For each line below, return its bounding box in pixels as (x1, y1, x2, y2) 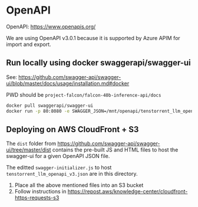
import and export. (6, 41, 51, 48)
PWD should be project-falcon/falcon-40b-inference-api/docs (6, 91, 161, 98)
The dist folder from (6, 140, 57, 147)
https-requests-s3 (14, 194, 60, 201)
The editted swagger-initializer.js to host (6, 164, 112, 171)
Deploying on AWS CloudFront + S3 (6, 124, 139, 134)
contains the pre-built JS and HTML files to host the (52, 146, 179, 153)
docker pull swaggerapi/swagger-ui (6, 103, 94, 109)
